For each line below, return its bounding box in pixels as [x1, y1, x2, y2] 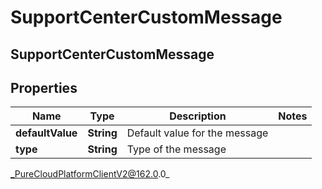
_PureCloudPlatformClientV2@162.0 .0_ [10, 168, 170, 180]
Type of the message [126, 142, 227, 156]
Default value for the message [126, 126, 269, 140]
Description [169, 109, 227, 123]
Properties [10, 79, 78, 96]
